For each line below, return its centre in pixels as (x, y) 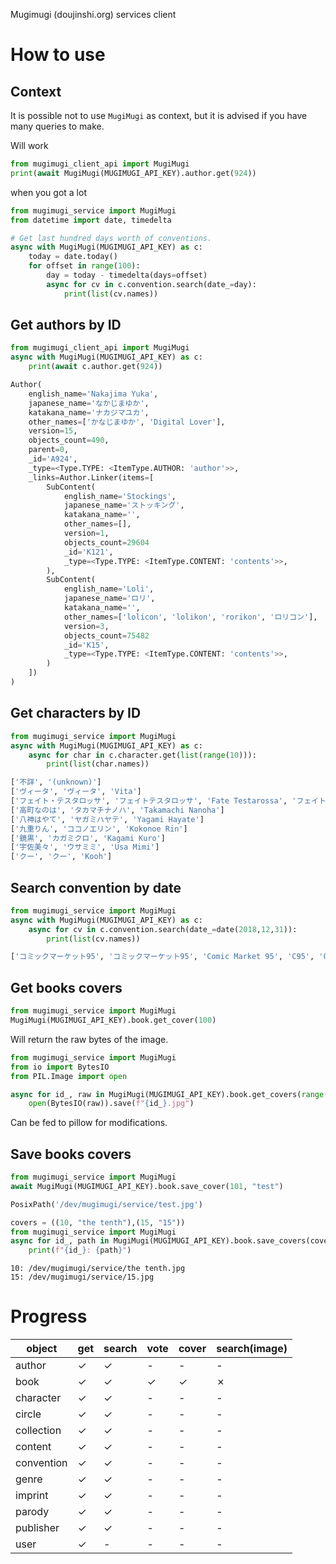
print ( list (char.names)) (98, 764)
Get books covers (66, 987)
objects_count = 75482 (106, 635)
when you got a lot (48, 192)
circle (28, 1414)
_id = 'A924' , (53, 459)
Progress (49, 1316)
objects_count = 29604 (106, 542)
